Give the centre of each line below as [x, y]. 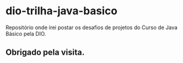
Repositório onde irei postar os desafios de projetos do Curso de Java [91, 27]
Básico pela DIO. [26, 33]
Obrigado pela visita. [45, 53]
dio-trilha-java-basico [61, 11]
